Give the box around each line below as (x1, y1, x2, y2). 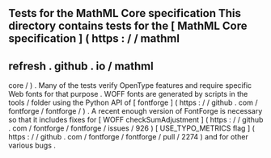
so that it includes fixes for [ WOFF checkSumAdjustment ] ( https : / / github (8, 115, 264, 124)
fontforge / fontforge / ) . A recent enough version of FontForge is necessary (8, 106, 263, 115)
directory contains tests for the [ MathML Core (8, 19, 248, 33)
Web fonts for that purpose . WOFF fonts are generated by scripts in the (8, 89, 248, 98)
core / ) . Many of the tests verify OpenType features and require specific (8, 81, 252, 90)
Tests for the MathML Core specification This (8, 6, 241, 20)
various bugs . (8, 140, 57, 150)
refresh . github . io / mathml (8, 59, 154, 73)
